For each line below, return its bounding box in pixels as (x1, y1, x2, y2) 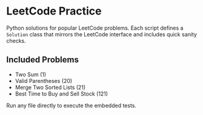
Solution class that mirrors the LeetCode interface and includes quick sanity (6, 30, 197, 38)
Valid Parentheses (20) (15, 77, 73, 84)
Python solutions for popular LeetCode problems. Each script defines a (6, 24, 184, 31)
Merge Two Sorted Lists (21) (15, 84, 86, 91)
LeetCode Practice (6, 4, 102, 18)
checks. (6, 37, 26, 44)
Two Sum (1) (15, 71, 47, 78)
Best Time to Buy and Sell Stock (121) (15, 90, 108, 97)
